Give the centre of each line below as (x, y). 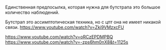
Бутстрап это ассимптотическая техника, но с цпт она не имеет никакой (83, 22)
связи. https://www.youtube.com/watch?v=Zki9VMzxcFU (64, 27)
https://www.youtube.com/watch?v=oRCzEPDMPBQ (59, 37)
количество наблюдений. (32, 12)
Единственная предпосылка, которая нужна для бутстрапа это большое (83, 7)
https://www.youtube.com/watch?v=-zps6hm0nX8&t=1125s (67, 42)
